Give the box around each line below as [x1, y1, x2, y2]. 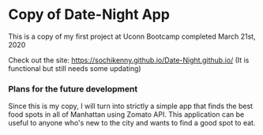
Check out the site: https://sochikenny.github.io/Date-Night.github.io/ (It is [8, 55, 250, 65]
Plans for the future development [8, 83, 138, 94]
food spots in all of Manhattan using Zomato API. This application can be [8, 110, 245, 119]
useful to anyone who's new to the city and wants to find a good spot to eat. [8, 118, 256, 128]
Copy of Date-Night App [8, 6, 170, 24]
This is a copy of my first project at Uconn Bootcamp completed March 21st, [8, 32, 256, 41]
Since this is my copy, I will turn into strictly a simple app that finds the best [8, 101, 254, 111]
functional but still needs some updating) [8, 63, 141, 73]
